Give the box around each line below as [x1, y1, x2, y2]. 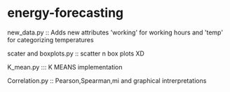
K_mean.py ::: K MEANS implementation [7, 63, 123, 71]
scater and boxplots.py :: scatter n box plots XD [7, 49, 145, 58]
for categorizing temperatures [7, 35, 94, 44]
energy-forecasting [7, 5, 124, 21]
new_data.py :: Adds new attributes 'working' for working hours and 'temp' [7, 28, 223, 37]
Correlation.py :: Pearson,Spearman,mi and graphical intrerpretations [7, 76, 207, 85]
